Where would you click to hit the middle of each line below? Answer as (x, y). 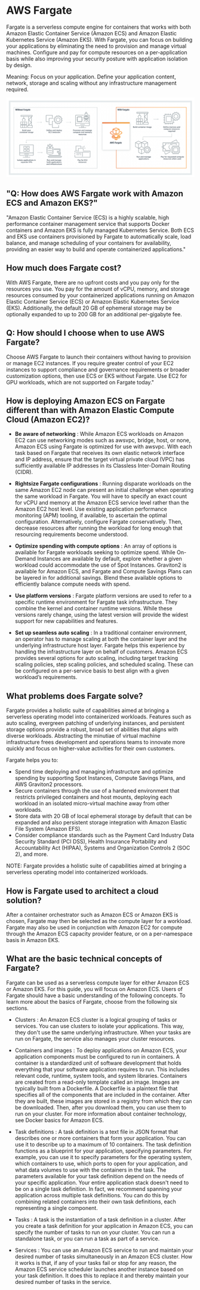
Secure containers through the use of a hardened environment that (97, 791)
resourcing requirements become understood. (71, 534)
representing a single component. (56, 1208)
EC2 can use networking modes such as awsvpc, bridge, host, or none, (103, 441)
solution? (24, 900)
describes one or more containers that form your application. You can (100, 1138)
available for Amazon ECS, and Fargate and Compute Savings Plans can (103, 571)
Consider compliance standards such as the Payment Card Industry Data (104, 835)
